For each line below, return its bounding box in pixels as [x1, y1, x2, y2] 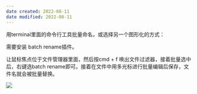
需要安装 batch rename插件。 [6, 43, 78, 50]
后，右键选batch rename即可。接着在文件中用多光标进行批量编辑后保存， [6, 62, 184, 70]
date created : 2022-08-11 [6, 8, 69, 15]
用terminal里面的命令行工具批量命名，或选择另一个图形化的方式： [6, 30, 165, 38]
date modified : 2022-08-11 [6, 14, 72, 20]
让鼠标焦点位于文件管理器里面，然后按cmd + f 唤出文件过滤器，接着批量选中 [6, 55, 192, 62]
